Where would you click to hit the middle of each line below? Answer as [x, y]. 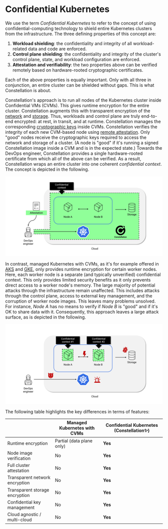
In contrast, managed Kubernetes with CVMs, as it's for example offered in [82, 263]
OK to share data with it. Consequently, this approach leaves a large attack [82, 312]
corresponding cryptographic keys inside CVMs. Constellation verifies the [81, 127]
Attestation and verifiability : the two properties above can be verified [85, 65]
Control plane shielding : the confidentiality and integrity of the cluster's [86, 54]
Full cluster [18, 465]
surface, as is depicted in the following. [46, 317]
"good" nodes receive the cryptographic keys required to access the [76, 137]
